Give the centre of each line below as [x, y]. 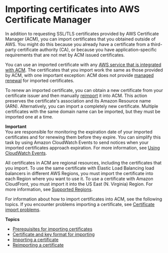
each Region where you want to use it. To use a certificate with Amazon [79, 178]
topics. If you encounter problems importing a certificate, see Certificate [80, 204]
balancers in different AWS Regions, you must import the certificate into [79, 173]
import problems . [23, 209]
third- [156, 44]
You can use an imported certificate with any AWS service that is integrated [83, 64]
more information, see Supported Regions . [49, 189]
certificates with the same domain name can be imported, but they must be [83, 111]
